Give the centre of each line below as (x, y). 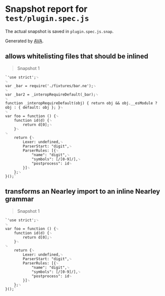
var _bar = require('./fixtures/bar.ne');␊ (51, 86)
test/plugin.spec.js (47, 18)
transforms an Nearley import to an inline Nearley (82, 191)
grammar (19, 199)
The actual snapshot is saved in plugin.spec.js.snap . (59, 31)
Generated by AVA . (24, 41)
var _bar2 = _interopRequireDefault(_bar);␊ (52, 95)
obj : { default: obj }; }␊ (34, 107)
